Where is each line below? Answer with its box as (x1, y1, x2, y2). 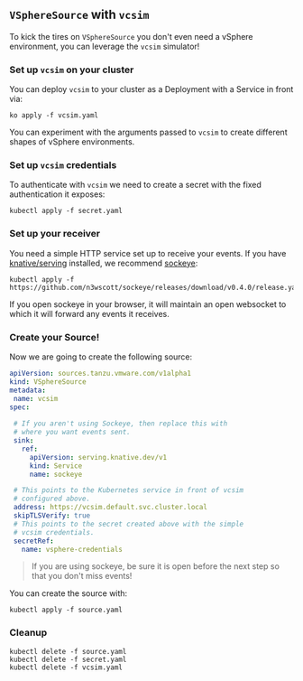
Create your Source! (9, 331, 100, 343)
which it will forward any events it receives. (9, 308, 170, 319)
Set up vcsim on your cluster (9, 63, 134, 76)
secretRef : (13, 536, 54, 546)
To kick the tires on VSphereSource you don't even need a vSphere (9, 31, 254, 42)
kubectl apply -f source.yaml (9, 605, 124, 615)
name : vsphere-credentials (21, 545, 124, 554)
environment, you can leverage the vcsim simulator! (9, 41, 200, 51)
